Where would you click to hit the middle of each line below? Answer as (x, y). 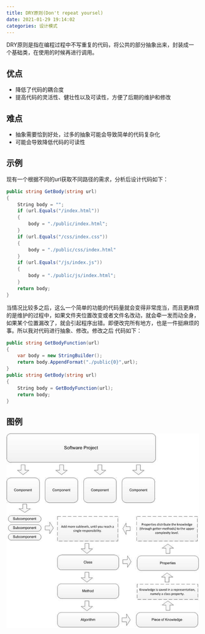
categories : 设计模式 (32, 26)
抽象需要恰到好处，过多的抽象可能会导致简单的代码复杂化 (88, 134)
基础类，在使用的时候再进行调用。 (54, 53)
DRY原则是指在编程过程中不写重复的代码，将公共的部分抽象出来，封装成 (98, 45)
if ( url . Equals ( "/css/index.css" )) (63, 237)
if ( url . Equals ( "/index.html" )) (58, 211)
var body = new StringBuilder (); (60, 356)
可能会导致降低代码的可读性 (50, 142)
